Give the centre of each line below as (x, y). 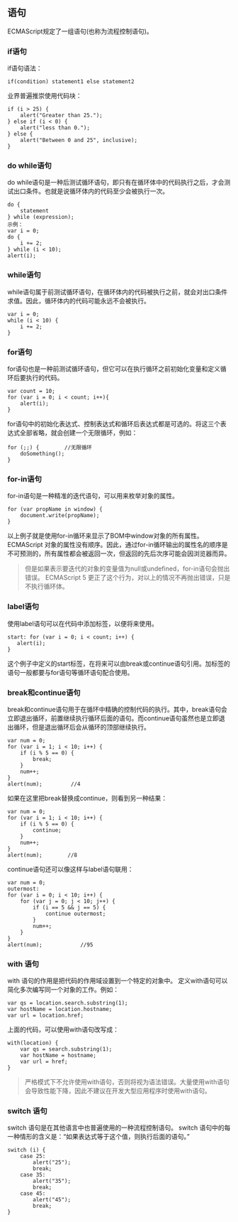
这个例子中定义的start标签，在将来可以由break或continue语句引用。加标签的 (119, 664)
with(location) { (33, 1043)
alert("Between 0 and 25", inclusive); (79, 141)
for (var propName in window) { (55, 509)
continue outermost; (75, 914)
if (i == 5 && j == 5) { (69, 907)
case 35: (33, 1175)
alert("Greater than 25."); (61, 116)
